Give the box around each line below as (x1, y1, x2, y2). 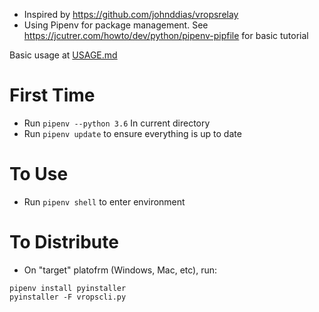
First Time (9, 84, 96, 107)
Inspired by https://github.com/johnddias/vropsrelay (23, 9, 239, 20)
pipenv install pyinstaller (9, 283, 127, 293)
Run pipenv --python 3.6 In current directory (23, 117, 211, 129)
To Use (9, 163, 69, 186)
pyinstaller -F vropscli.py (9, 292, 127, 302)
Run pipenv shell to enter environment (23, 195, 186, 208)
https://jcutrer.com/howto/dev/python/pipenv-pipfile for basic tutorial (23, 30, 309, 41)
